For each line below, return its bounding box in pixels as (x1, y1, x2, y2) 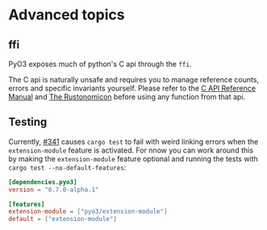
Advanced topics (8, 6, 125, 24)
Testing (8, 115, 48, 129)
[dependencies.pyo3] (8, 178, 78, 186)
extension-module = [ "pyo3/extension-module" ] (8, 207, 168, 215)
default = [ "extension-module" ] (8, 215, 117, 224)
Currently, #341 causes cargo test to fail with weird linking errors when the (8, 136, 259, 146)
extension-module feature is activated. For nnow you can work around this (8, 145, 254, 155)
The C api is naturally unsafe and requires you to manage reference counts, (8, 75, 260, 84)
